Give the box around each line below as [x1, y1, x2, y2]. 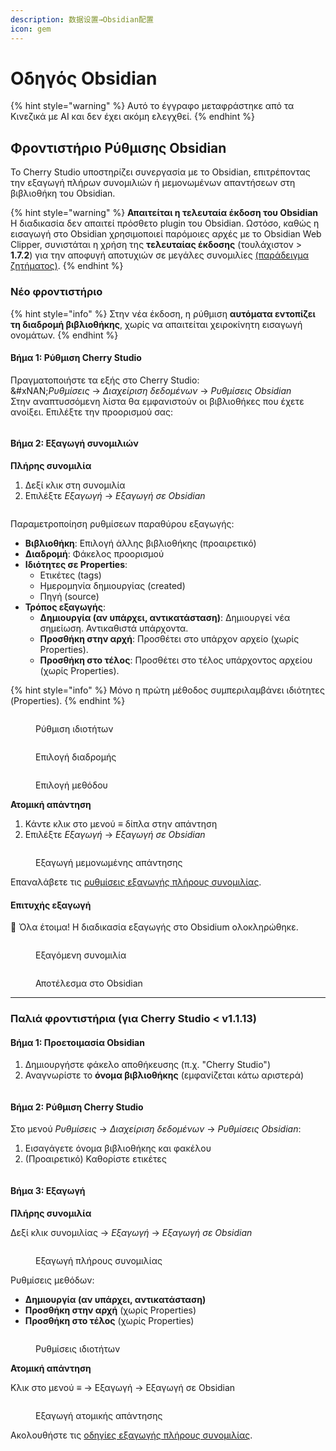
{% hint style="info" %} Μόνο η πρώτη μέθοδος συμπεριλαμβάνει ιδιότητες [10, 684, 325, 696]
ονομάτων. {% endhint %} [10, 329, 119, 341]
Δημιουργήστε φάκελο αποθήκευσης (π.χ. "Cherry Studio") [24, 1059, 272, 1071]
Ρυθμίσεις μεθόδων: [10, 1274, 95, 1286]
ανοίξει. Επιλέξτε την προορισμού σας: [10, 406, 174, 418]
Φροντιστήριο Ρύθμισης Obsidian [10, 139, 227, 156]
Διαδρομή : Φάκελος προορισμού [24, 547, 165, 560]
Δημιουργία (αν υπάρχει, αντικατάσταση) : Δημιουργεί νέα [39, 611, 291, 623]
